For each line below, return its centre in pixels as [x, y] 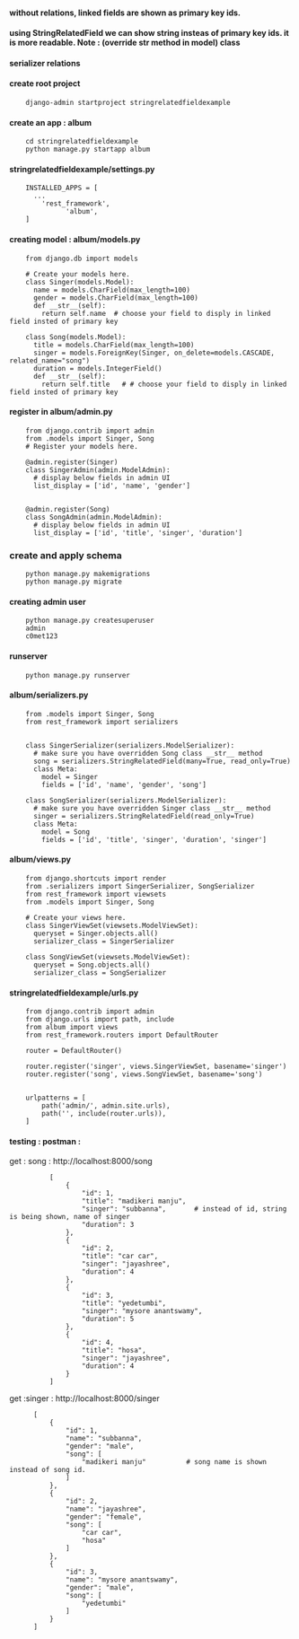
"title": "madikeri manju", [134, 1201]
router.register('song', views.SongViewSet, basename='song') [144, 1074]
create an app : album [51, 122]
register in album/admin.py [61, 412]
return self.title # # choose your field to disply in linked [164, 384]
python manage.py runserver [78, 675]
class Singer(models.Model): [80, 282]
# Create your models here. [78, 274]
